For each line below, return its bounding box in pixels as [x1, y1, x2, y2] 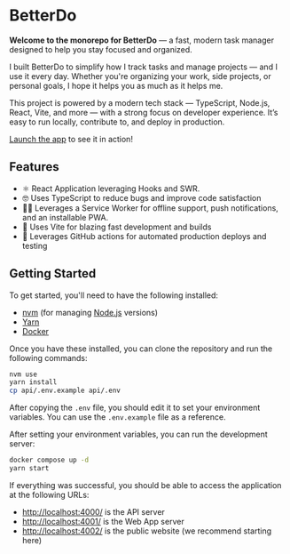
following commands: [9, 352, 88, 363]
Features [9, 159, 59, 174]
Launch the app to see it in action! [9, 133, 133, 144]
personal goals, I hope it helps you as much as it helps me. [9, 80, 223, 91]
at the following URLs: [9, 489, 90, 500]
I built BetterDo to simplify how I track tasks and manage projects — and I [9, 61, 278, 72]
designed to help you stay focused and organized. [9, 44, 192, 54]
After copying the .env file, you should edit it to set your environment [9, 402, 261, 413]
